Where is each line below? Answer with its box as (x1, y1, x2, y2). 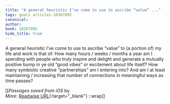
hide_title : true (5, 31, 42, 36)
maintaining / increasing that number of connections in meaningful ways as (5, 72, 164, 78)
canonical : (5, 17, 29, 22)
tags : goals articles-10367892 (5, 12, 72, 17)
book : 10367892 (5, 27, 38, 32)
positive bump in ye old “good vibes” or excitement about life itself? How (5, 62, 158, 67)
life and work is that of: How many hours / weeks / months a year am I (5, 50, 153, 57)
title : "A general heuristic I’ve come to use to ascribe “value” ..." (5, 7, 161, 13)
